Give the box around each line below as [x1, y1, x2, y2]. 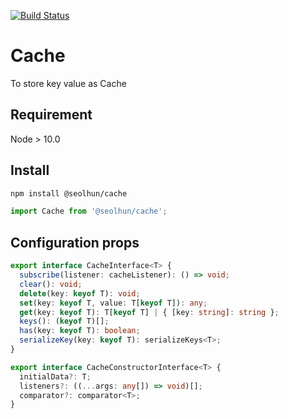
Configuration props [10, 234, 140, 251]
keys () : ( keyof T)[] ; [19, 316, 110, 327]
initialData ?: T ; [19, 371, 92, 382]
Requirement [10, 106, 93, 124]
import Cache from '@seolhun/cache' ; [10, 206, 168, 217]
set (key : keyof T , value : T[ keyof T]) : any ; [19, 298, 208, 308]
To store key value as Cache [10, 77, 127, 89]
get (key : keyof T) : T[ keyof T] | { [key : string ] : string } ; [19, 307, 280, 317]
